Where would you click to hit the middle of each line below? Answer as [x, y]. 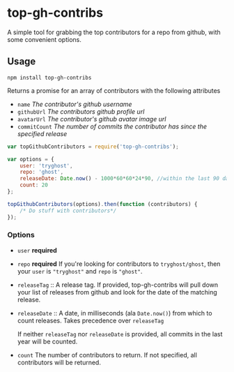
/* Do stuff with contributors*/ [68, 211]
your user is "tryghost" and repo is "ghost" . [80, 271]
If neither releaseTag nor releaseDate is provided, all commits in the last [120, 334]
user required [37, 250]
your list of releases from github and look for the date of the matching [117, 292]
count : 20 [34, 185]
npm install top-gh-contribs [49, 77]
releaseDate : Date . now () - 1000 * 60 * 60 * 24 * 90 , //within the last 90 [120, 179]
